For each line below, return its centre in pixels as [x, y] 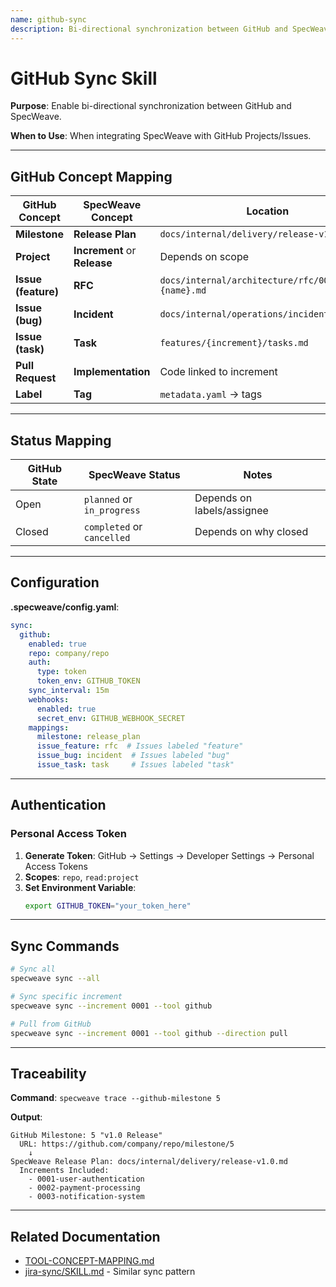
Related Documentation [85, 1236]
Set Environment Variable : [80, 887]
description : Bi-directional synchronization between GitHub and [149, 29]
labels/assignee [231, 511]
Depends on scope [204, 257]
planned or [108, 499]
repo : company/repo [69, 653]
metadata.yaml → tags [211, 394]
